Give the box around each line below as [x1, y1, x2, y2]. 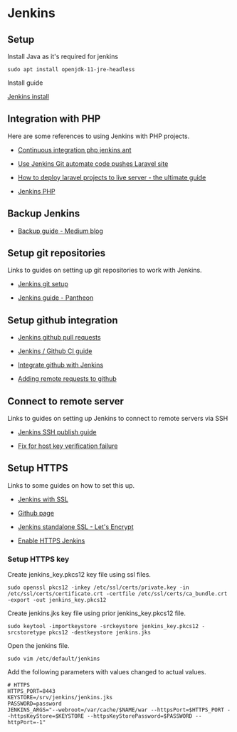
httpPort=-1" [7, 719, 46, 726]
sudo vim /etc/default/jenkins [7, 655, 100, 663]
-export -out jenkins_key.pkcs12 [7, 597, 107, 604]
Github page [17, 508, 55, 517]
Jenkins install [7, 93, 50, 100]
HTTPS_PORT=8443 [7, 688, 56, 695]
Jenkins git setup [17, 280, 69, 288]
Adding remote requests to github [17, 375, 117, 383]
